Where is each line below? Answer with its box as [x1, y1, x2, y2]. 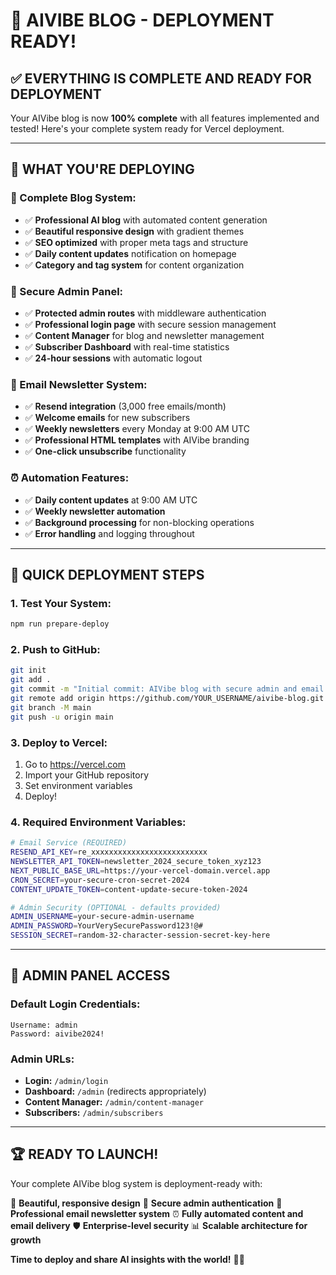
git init [10, 665, 47, 676]
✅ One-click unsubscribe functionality [24, 445, 187, 458]
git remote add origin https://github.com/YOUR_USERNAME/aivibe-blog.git [10, 694, 325, 704]
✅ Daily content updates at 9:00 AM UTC [24, 494, 198, 506]
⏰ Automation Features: [10, 471, 130, 485]
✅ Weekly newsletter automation [24, 505, 166, 517]
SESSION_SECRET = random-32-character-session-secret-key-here [10, 930, 271, 941]
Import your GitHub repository [24, 769, 150, 781]
